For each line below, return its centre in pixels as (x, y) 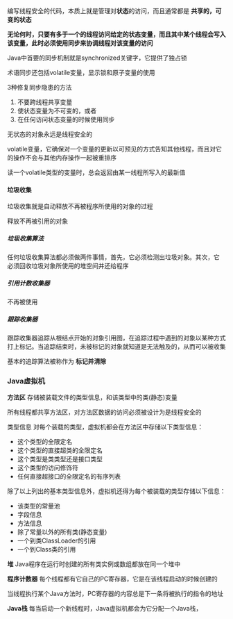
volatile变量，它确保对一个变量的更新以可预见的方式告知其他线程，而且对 (112, 149)
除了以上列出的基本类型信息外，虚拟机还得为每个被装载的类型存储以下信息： (116, 491)
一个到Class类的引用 (46, 550)
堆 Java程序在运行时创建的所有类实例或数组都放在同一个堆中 (94, 564)
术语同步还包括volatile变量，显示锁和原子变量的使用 (81, 73)
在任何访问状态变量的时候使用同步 (66, 119)
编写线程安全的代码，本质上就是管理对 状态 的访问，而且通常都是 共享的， (111, 11)
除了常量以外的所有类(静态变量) (62, 532)
